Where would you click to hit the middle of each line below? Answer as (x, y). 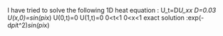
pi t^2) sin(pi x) (30, 25)
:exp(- (195, 18)
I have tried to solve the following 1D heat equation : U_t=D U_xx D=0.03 (112, 10)
